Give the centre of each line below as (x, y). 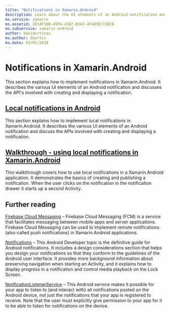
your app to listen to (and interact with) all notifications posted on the (77, 290)
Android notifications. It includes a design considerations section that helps (84, 248)
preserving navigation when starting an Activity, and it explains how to (78, 264)
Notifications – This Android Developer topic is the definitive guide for (78, 242)
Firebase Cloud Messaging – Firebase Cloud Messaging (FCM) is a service (83, 217)
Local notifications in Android (53, 108)
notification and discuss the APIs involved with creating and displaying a (80, 131)
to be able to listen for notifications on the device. (57, 306)
